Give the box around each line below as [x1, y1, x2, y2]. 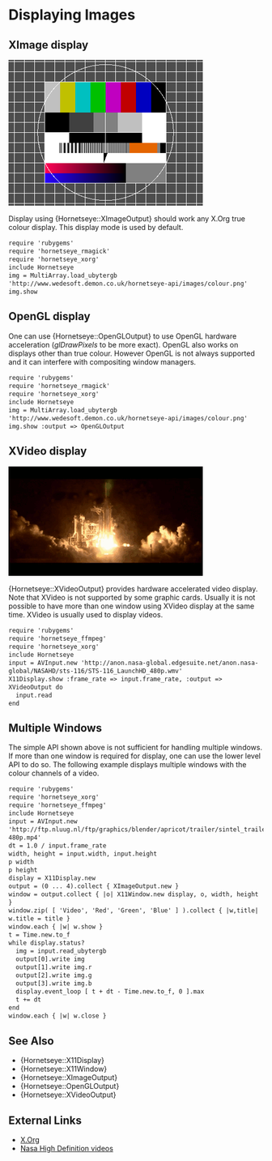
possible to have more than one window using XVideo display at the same [8, 601, 255, 611]
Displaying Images [8, 6, 136, 24]
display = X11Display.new [8, 874, 96, 882]
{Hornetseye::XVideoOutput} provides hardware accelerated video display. [8, 583, 258, 593]
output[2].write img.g [15, 971, 92, 980]
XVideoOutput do [8, 683, 63, 691]
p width [8, 858, 35, 866]
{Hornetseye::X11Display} [19, 1056, 105, 1065]
